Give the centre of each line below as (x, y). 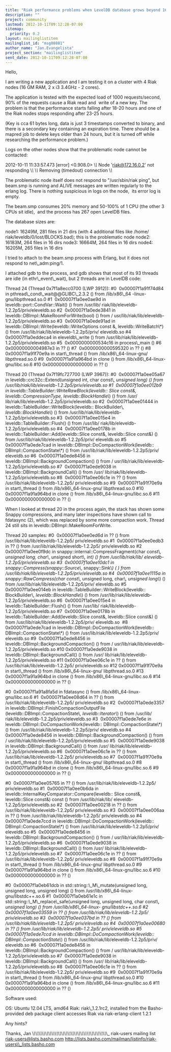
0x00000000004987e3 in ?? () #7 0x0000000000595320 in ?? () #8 (78, 348)
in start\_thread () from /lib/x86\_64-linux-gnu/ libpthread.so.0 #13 (75, 671)
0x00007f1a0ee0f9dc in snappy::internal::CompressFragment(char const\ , (83, 552)
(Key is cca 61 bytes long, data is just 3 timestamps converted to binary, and (85, 124)
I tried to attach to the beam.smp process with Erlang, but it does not (77, 258)
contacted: (17, 155)
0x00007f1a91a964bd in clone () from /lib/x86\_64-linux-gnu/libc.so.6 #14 (83, 676)
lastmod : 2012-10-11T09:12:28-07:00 (44, 24)
